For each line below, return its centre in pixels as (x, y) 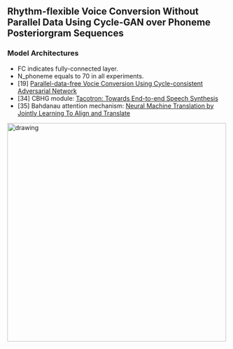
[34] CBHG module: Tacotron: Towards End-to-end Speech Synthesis (118, 98)
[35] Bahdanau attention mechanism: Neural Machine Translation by (115, 106)
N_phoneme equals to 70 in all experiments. (80, 76)
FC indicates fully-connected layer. (68, 69)
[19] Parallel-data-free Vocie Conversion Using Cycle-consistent (110, 83)
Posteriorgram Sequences (65, 33)
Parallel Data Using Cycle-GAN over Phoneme (109, 23)
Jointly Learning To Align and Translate (74, 113)
